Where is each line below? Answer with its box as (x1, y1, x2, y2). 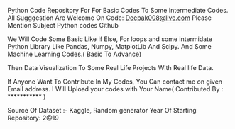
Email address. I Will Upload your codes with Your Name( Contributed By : (7, 85, 224, 93)
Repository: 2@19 (7, 113, 59, 122)
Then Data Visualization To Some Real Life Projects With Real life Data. (7, 64, 214, 72)
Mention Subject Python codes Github (7, 21, 119, 29)
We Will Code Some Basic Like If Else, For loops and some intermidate (7, 35, 213, 43)
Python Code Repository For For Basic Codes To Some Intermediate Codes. (7, 6, 229, 14)
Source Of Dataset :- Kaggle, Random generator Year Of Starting (7, 106, 197, 114)
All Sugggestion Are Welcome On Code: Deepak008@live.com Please (7, 13, 212, 22)
